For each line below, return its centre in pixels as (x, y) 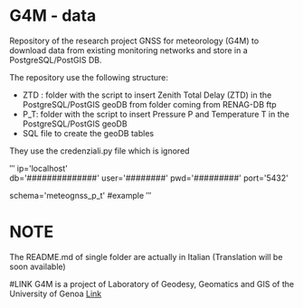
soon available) (38, 266)
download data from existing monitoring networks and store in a (129, 50)
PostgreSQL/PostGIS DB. (56, 60)
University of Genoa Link (56, 294)
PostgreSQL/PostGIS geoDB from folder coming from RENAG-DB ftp (150, 104)
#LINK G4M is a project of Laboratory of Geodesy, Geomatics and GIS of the (152, 284)
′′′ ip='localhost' (38, 168)
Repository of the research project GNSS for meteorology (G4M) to (134, 41)
